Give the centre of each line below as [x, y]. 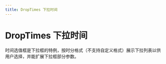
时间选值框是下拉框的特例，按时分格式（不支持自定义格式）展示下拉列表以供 [83, 50]
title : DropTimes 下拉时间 [31, 10]
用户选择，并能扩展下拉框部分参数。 [42, 56]
